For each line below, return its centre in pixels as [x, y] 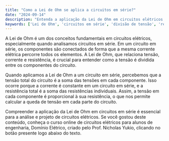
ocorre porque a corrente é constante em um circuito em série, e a [74, 86]
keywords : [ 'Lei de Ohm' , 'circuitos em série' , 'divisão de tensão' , [81, 24]
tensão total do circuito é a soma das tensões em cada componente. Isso [81, 80]
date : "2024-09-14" [26, 15]
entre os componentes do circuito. [41, 65]
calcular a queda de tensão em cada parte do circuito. [61, 102]
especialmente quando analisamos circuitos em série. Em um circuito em [81, 44]
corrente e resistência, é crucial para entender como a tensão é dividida [80, 60]
